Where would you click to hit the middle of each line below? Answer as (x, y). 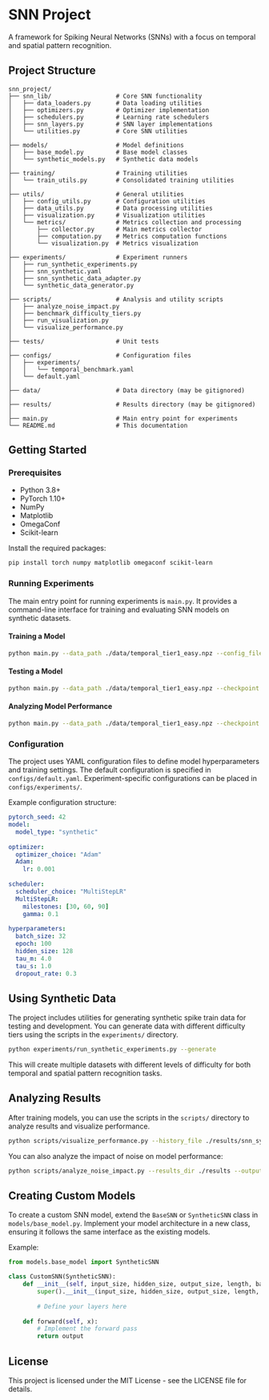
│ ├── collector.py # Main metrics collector (105, 229)
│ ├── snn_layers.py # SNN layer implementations (111, 124)
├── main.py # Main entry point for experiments (123, 418)
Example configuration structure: (62, 803)
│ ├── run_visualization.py (59, 320)
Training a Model (37, 636)
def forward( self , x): (60, 1322)
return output (60, 1336)
